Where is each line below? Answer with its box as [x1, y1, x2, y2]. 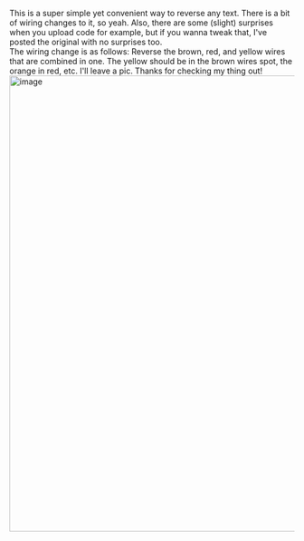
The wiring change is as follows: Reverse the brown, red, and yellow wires [9, 46, 286, 57]
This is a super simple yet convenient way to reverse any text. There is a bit [9, 8, 290, 18]
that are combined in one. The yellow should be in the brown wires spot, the [9, 56, 292, 66]
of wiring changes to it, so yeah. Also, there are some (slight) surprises [9, 17, 274, 28]
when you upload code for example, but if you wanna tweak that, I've [9, 27, 268, 37]
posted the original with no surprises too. [9, 36, 163, 47]
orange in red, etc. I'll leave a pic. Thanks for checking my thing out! [9, 65, 263, 76]
